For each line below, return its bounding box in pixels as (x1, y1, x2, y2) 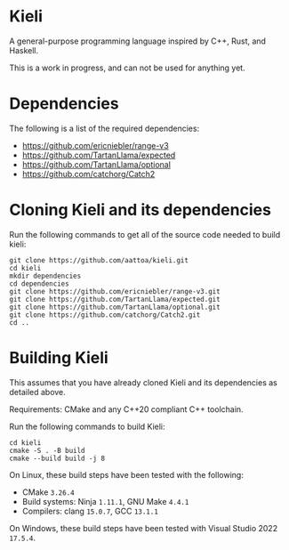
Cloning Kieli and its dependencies (9, 200, 271, 220)
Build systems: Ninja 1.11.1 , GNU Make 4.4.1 (21, 496, 189, 506)
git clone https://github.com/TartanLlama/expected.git (9, 295, 221, 303)
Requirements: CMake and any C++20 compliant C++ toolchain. (9, 403, 244, 415)
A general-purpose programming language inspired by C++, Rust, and (9, 36, 267, 46)
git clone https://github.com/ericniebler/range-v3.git (9, 287, 221, 295)
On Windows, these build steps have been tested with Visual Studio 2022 (9, 522, 278, 533)
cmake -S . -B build (9, 446, 86, 455)
